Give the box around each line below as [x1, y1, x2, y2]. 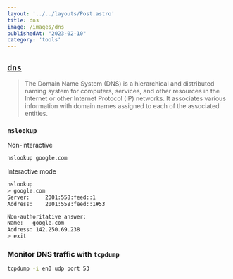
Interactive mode [7, 167, 56, 176]
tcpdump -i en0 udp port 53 [7, 265, 90, 273]
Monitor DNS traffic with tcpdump [7, 249, 120, 259]
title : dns [7, 17, 39, 24]
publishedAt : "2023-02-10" [7, 30, 87, 37]
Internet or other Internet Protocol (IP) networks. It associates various [24, 94, 227, 103]
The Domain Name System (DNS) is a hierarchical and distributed [24, 79, 215, 88]
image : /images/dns [7, 23, 65, 30]
